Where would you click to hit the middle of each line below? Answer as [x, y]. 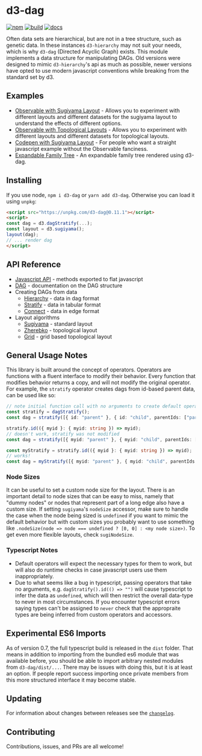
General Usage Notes [47, 355]
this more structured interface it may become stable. [71, 680]
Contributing [31, 732]
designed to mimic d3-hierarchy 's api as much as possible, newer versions [99, 64]
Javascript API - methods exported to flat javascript [79, 279]
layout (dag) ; [23, 235]
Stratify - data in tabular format [62, 305]
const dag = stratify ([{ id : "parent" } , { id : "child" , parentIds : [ [96, 418]
